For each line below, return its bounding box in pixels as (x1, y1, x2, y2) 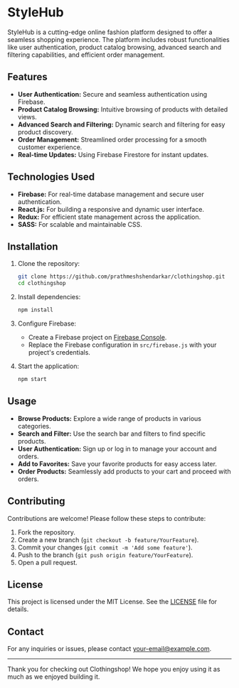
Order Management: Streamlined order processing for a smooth (17, 135, 207, 144)
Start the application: (17, 362, 80, 370)
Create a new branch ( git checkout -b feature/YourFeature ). (17, 535, 199, 544)
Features (7, 71, 48, 83)
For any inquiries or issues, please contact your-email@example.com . (7, 645, 212, 653)
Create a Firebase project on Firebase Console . (28, 333, 167, 341)
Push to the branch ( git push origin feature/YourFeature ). (17, 550, 193, 559)
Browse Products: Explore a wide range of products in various (17, 414, 201, 423)
